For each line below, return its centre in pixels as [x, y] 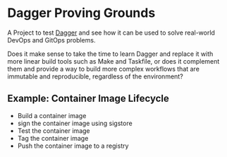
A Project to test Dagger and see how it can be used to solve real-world [111, 33]
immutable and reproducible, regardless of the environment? [95, 76]
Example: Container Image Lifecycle [88, 99]
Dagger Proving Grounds [81, 13]
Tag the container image [53, 138]
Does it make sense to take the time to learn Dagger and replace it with [110, 54]
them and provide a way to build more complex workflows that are [103, 69]
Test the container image [54, 130]
